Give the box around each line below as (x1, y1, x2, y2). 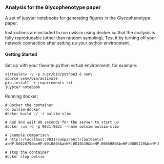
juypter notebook (5, 85, 41, 90)
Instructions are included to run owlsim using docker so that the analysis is (5, 30, 155, 36)
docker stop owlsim (5, 154, 45, 159)
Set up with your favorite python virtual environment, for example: (5, 62, 138, 68)
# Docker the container (5, 102, 54, 108)
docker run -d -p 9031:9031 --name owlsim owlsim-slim (5, 124, 119, 129)
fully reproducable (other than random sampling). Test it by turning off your (5, 35, 156, 41)
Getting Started (5, 51, 38, 57)
